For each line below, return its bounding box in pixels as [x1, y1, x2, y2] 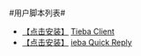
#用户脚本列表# [9, 8, 66, 17]
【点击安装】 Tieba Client [21, 26, 115, 37]
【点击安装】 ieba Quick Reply [21, 38, 132, 47]
